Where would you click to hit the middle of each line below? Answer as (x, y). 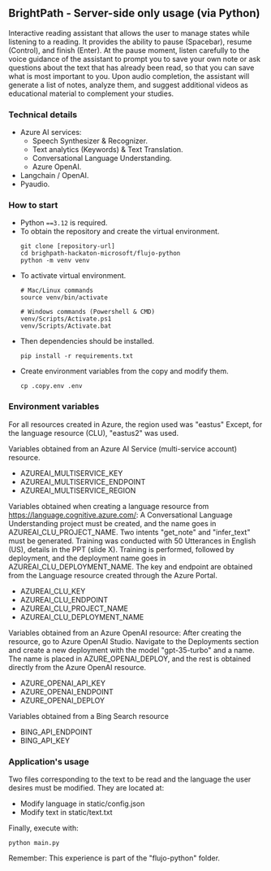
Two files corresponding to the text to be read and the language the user (130, 779)
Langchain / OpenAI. (54, 176)
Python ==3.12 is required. (64, 223)
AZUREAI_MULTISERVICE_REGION (78, 490)
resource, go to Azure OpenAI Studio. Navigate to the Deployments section (134, 641)
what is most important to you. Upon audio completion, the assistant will (129, 76)
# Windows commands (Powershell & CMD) (88, 312)
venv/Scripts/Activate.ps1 (66, 319)
